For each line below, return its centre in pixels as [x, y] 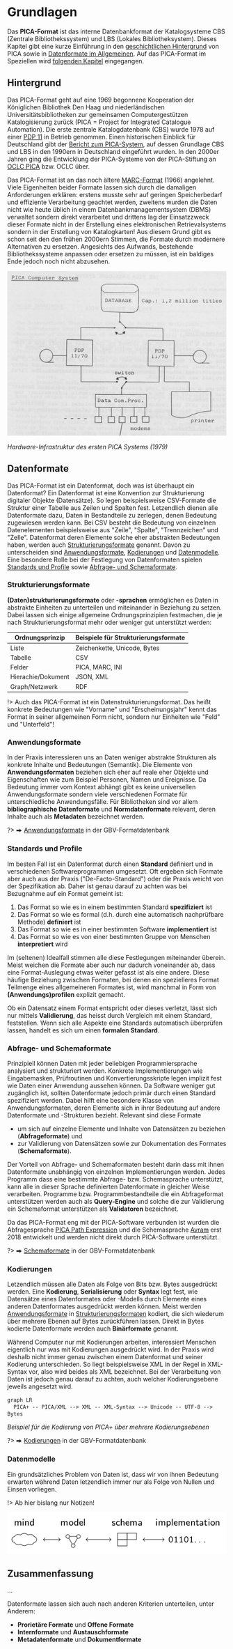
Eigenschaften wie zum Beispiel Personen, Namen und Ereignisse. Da [107, 780]
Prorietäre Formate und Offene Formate [75, 1625]
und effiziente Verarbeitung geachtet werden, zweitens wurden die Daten [112, 202]
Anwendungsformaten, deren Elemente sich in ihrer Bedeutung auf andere [114, 1108]
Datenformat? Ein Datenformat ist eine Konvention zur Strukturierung [106, 493]
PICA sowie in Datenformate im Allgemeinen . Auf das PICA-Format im [107, 54]
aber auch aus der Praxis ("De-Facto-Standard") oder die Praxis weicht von [115, 878]
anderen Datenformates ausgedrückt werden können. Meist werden [104, 1306]
